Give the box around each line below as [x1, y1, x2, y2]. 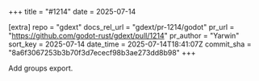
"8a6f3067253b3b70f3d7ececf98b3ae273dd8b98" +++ [8, 48, 196, 57]
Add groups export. [8, 63, 73, 73]
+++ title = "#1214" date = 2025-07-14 [8, 7, 136, 16]
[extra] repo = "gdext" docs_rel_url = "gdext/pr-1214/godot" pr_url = [8, 22, 235, 31]
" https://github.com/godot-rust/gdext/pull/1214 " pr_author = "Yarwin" [8, 31, 240, 40]
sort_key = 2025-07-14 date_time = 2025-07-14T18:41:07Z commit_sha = [8, 39, 252, 49]
